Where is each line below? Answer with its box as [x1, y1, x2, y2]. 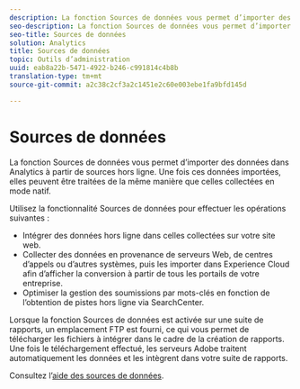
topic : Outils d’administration [9, 55, 130, 64]
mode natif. [9, 185, 51, 196]
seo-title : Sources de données [9, 30, 127, 39]
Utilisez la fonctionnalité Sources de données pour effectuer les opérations [9, 203, 287, 213]
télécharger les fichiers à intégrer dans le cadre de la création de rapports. [9, 333, 285, 344]
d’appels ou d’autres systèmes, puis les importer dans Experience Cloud [22, 258, 290, 269]
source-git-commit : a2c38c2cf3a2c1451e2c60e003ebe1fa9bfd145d [9, 80, 247, 89]
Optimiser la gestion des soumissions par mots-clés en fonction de [22, 287, 271, 298]
